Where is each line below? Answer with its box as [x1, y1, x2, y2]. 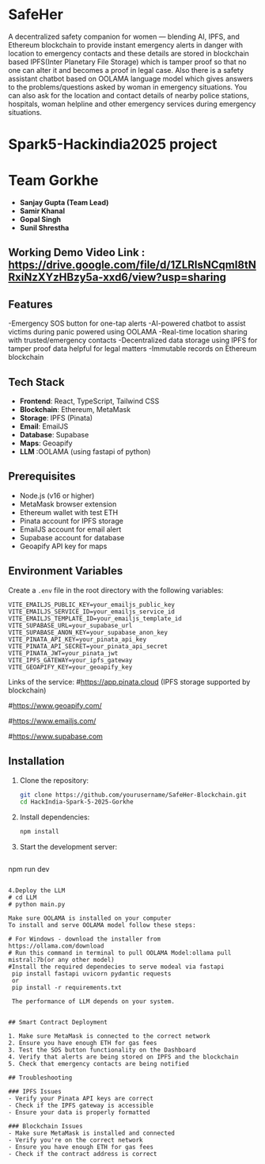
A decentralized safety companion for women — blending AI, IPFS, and [8, 32, 240, 41]
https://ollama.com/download [8, 942, 104, 950]
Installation [8, 754, 65, 768]
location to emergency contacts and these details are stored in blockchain [8, 48, 249, 58]
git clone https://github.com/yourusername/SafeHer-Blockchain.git [19, 791, 247, 799]
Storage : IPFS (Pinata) [19, 414, 93, 423]
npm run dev [8, 864, 50, 874]
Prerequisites [8, 470, 76, 483]
